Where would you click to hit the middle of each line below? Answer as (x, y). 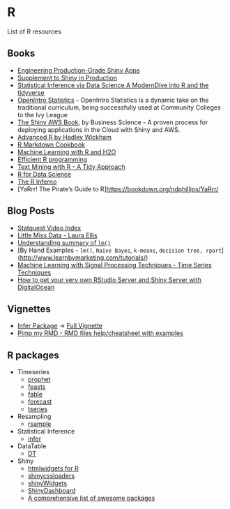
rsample (39, 424)
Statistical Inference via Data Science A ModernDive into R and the (113, 85)
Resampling (34, 417)
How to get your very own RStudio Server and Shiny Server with (109, 279)
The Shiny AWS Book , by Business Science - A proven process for (113, 122)
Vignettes (29, 309)
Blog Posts (31, 211)
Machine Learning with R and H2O (67, 152)
